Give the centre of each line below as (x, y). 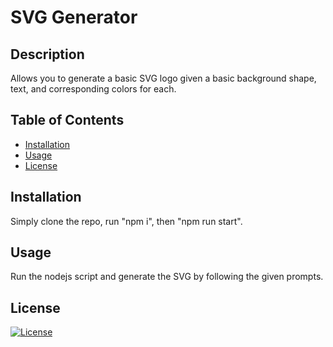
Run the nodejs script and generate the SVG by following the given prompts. (167, 277)
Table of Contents (67, 120)
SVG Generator (74, 17)
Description (47, 54)
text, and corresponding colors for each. (93, 89)
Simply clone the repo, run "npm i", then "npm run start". (126, 221)
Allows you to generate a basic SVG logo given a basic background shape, (163, 78)
